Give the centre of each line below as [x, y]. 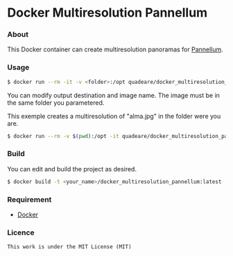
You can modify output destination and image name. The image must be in [114, 95]
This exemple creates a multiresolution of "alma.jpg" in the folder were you [114, 116]
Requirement [29, 199]
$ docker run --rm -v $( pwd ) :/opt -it [63, 136]
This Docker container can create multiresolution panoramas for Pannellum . [115, 49]
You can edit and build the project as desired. [72, 169]
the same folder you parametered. [56, 103]
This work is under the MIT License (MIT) [69, 247]
